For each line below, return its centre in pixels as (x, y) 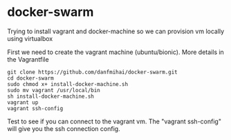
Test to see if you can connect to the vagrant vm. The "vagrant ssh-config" (114, 121)
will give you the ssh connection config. (64, 128)
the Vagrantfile (28, 59)
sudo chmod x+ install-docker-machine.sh (68, 84)
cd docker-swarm (30, 78)
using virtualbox (30, 38)
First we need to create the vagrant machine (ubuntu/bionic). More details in (116, 52)
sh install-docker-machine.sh (51, 96)
